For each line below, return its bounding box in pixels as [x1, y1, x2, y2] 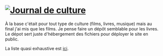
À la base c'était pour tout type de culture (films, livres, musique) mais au [5, 21, 152, 27]
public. [5, 36, 19, 42]
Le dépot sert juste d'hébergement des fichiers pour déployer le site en [5, 31, 148, 37]
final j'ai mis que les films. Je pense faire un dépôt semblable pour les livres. [5, 26, 159, 31]
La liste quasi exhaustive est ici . [5, 45, 69, 51]
